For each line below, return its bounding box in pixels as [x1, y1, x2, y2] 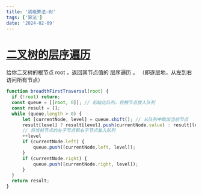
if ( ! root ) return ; [11, 94, 61, 100]
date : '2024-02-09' [6, 20, 55, 26]
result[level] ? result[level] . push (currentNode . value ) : [22, 122, 171, 128]
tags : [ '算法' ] [6, 14, 43, 20]
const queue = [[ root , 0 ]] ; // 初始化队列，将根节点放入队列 [11, 100, 155, 106]
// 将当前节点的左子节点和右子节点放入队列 [22, 128, 116, 134]
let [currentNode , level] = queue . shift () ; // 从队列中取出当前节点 [22, 116, 189, 122]
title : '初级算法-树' [6, 8, 56, 15]
